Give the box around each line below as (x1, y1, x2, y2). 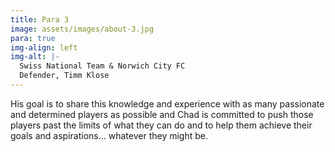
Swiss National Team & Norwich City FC (19, 61, 186, 71)
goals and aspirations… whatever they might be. (10, 129, 208, 141)
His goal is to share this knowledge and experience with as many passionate (10, 97, 325, 110)
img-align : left (10, 42, 78, 53)
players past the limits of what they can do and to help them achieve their (10, 119, 313, 131)
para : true (10, 33, 56, 43)
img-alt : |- (10, 52, 60, 62)
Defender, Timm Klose (19, 71, 110, 81)
